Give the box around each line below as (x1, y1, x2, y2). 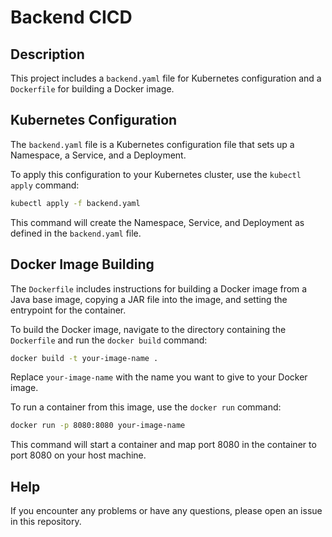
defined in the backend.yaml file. (10, 227, 142, 239)
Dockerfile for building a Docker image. (10, 83, 175, 95)
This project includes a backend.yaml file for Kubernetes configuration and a (10, 72, 322, 84)
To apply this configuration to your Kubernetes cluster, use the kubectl (10, 168, 302, 180)
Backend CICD (10, 6, 133, 29)
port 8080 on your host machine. (10, 449, 147, 461)
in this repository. (10, 516, 82, 528)
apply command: (10, 179, 80, 191)
